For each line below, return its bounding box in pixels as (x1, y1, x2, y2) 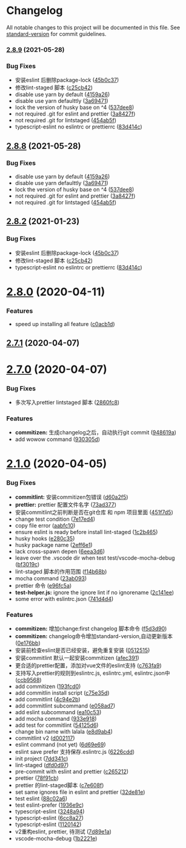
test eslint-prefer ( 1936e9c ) (15, 801, 84, 808)
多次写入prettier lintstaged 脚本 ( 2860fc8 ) (15, 398, 120, 406)
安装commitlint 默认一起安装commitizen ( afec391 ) (15, 654, 139, 661)
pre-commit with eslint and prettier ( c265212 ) (15, 768, 129, 775)
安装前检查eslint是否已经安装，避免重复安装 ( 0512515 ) (15, 646, 150, 654)
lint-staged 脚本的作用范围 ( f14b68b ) (15, 568, 107, 575)
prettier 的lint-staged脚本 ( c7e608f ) (15, 781, 104, 788)
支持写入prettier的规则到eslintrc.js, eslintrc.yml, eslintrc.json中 (15, 669, 171, 676)
